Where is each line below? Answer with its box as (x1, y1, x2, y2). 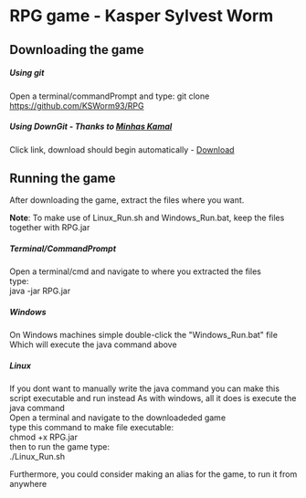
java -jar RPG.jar (9, 285, 71, 297)
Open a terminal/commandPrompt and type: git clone (9, 90, 210, 101)
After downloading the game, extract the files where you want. (9, 195, 245, 206)
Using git (9, 68, 45, 79)
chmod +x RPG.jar (9, 431, 78, 443)
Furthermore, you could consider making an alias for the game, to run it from (9, 469, 298, 480)
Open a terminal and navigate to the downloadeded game (9, 412, 227, 423)
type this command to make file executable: (9, 422, 174, 433)
